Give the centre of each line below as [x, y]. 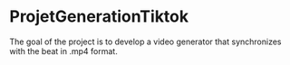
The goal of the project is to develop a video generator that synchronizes [145, 42]
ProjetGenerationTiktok [99, 17]
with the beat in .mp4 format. [63, 51]
